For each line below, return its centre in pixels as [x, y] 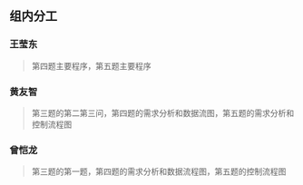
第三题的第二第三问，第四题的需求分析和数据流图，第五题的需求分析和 [163, 112]
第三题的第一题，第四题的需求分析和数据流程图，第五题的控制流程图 [159, 171]
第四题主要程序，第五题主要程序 [91, 65]
